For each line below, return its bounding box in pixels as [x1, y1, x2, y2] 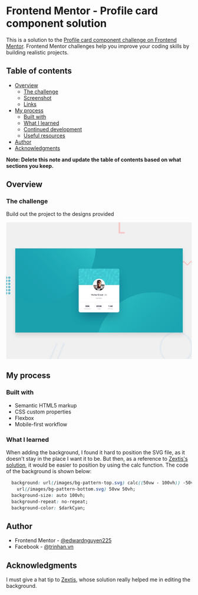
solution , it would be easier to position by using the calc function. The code [6, 461, 189, 468]
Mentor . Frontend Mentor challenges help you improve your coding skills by [6, 43, 190, 50]
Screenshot [23, 94, 52, 101]
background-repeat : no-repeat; [11, 499, 88, 505]
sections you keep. [6, 162, 54, 169]
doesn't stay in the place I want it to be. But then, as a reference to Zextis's [6, 455, 188, 463]
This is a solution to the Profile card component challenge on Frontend [6, 36, 177, 43]
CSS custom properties [14, 408, 72, 415]
